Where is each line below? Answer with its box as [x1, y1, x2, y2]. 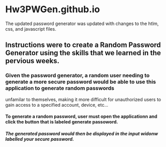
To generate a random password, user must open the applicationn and [5, 113, 157, 119]
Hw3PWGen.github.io [5, 4, 101, 15]
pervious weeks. [5, 57, 60, 65]
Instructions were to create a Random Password [5, 41, 161, 50]
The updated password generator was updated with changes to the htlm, [5, 20, 159, 27]
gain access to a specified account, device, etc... [5, 102, 109, 108]
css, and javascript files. [5, 26, 56, 32]
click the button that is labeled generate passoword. [5, 119, 118, 125]
